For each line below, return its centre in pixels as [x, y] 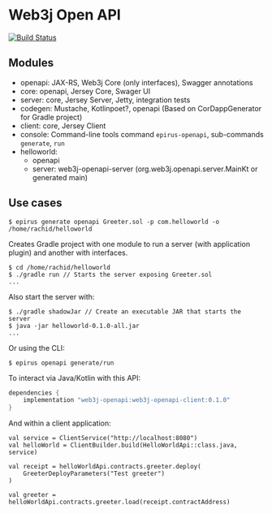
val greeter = [32, 495]
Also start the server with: [52, 296]
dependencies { [34, 393]
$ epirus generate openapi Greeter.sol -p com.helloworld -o [114, 222]
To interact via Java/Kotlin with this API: [75, 378]
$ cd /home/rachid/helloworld [60, 267]
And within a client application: [60, 423]
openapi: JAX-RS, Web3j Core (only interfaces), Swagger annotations [136, 82]
